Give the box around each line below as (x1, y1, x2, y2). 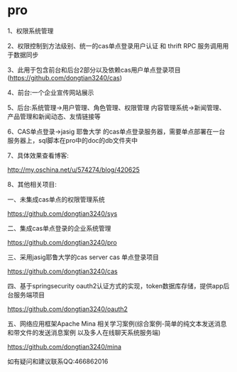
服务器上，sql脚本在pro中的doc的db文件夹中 (7, 136, 138, 144)
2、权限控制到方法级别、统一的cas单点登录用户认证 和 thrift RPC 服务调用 (7, 41, 223, 50)
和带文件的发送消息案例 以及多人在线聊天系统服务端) (7, 328, 161, 337)
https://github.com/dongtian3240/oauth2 (7, 305, 128, 313)
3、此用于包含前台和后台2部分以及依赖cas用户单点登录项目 (7, 65, 181, 74)
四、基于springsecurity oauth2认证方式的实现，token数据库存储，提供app (7, 281, 224, 290)
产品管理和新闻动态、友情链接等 (7, 112, 101, 121)
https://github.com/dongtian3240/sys (7, 209, 118, 218)
